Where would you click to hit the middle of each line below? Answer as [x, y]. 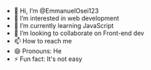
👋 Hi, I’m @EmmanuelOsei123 [56, 11]
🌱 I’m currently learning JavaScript [64, 26]
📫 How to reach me [43, 41]
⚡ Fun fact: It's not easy [48, 59]
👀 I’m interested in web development [66, 18]
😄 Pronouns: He [37, 51]
